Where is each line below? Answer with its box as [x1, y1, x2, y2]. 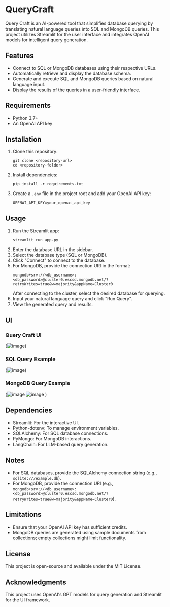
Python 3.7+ [12, 115, 39, 121]
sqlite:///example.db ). [12, 475, 62, 481]
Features [5, 51, 34, 60]
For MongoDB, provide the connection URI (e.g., [12, 480, 113, 487]
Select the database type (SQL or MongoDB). [12, 252, 108, 258]
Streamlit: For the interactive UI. [12, 420, 79, 426]
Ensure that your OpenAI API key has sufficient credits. [12, 523, 128, 530]
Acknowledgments [5, 578, 67, 587]
